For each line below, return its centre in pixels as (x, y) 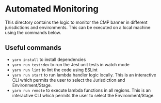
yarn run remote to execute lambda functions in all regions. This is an (81, 90)
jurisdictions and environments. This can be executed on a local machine (78, 27)
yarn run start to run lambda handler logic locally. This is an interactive (84, 75)
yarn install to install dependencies (49, 59)
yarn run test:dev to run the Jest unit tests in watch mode (71, 64)
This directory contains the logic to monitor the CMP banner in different (76, 22)
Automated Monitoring (52, 9)
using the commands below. (33, 32)
